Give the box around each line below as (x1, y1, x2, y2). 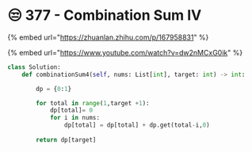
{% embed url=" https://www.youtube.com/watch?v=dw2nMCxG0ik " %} (7, 47, 243, 57)
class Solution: (7, 63, 61, 71)
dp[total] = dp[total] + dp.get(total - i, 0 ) (63, 121, 211, 129)
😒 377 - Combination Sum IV (7, 6, 202, 25)
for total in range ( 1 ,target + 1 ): (36, 99, 150, 107)
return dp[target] (36, 135, 97, 144)
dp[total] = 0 (49, 106, 93, 115)
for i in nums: (49, 114, 101, 122)
